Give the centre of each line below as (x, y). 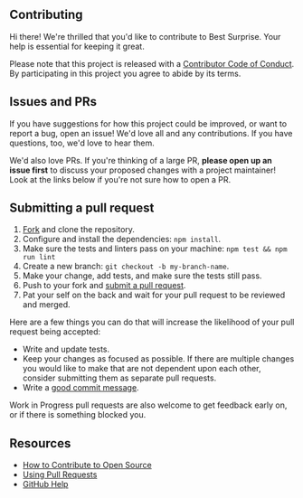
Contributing (46, 15)
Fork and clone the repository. (79, 230)
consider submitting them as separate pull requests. (119, 378)
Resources (40, 443)
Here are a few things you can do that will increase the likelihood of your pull (152, 322)
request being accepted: (55, 332)
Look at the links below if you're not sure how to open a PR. (120, 179)
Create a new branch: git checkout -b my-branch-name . (126, 267)
